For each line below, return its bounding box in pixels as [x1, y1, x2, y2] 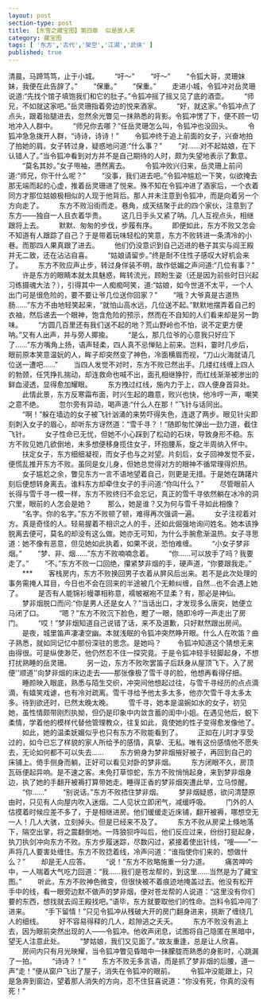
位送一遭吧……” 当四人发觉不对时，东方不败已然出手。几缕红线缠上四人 [8, 360, 255, 369]
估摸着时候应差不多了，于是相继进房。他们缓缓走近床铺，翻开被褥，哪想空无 [8, 807, 259, 816]
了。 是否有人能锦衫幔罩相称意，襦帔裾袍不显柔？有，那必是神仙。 [8, 589, 240, 597]
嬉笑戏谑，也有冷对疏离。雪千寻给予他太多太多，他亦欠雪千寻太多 [29, 688, 245, 697]
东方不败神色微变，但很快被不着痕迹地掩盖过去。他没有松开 [58, 877, 254, 886]
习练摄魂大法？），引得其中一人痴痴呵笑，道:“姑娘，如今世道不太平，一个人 [8, 280, 253, 290]
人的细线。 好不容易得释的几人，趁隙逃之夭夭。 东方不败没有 [8, 916, 235, 926]
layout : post [8, 11, 52, 20]
